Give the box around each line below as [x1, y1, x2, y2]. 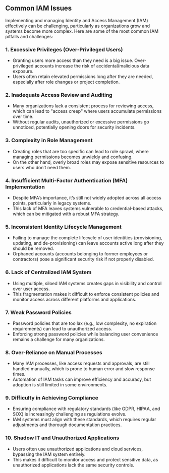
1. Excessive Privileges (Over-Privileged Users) [5, 46, 123, 53]
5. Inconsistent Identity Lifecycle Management [5, 223, 122, 230]
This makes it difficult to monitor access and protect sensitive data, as [12, 456, 158, 462]
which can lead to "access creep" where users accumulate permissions [12, 108, 162, 114]
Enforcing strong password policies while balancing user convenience [12, 331, 158, 337]
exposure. [12, 68, 34, 75]
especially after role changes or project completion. [12, 79, 120, 85]
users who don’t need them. [12, 164, 72, 170]
